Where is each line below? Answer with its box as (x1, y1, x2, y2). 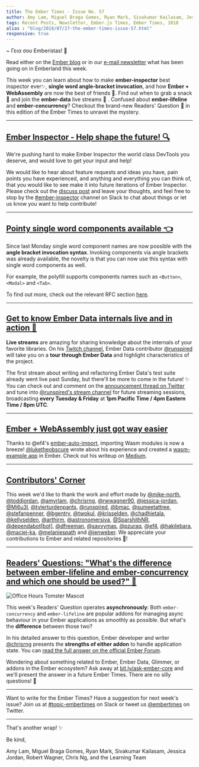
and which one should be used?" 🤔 (6, 576, 137, 586)
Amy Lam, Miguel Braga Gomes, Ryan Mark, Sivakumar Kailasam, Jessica (6, 747, 186, 755)
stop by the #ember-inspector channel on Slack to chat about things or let (6, 194, 187, 201)
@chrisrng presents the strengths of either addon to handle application (6, 640, 182, 647)
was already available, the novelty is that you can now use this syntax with (6, 255, 188, 262)
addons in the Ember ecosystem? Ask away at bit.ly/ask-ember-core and (6, 665, 184, 672)
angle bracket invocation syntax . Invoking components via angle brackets (6, 249, 188, 256)
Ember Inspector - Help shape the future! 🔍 (6, 132, 170, 142)
